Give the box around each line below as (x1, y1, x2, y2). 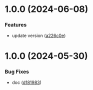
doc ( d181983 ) (11, 79, 42, 85)
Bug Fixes (4, 68, 29, 75)
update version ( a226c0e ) (11, 32, 66, 38)
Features (4, 21, 27, 28)
